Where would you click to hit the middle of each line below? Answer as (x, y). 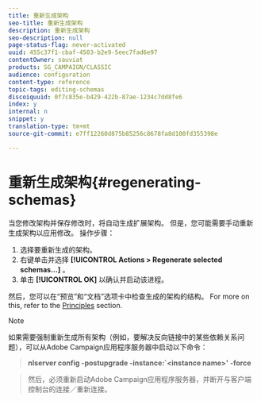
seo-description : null (46, 38)
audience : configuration (49, 75)
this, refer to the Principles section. (65, 305)
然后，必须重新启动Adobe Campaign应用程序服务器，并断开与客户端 (140, 379)
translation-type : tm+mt (49, 126)
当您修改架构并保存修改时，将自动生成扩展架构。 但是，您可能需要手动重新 (131, 222)
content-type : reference (49, 82)
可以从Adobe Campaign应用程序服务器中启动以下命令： (116, 347)
